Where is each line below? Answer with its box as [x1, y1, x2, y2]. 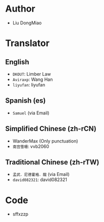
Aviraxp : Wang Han [12, 76, 53, 82]
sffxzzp [12, 211, 29, 217]
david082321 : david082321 [12, 176, 67, 183]
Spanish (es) [5, 97, 46, 105]
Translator [5, 37, 49, 49]
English [5, 58, 29, 66]
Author [5, 3, 35, 15]
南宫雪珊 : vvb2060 [12, 143, 49, 149]
